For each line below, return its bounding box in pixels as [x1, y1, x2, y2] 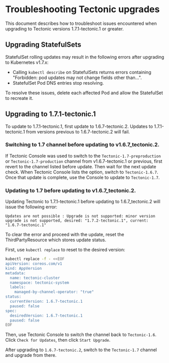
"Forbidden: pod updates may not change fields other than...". [12, 75, 142, 81]
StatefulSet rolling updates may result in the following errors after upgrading [5, 54, 164, 60]
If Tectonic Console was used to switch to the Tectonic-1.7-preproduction [5, 153, 161, 159]
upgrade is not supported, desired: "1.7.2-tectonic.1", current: [5, 218, 149, 224]
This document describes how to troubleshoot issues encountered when [5, 20, 157, 26]
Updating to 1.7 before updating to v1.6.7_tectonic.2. [5, 187, 136, 194]
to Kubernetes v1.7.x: [5, 59, 49, 65]
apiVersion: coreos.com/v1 [5, 261, 62, 267]
